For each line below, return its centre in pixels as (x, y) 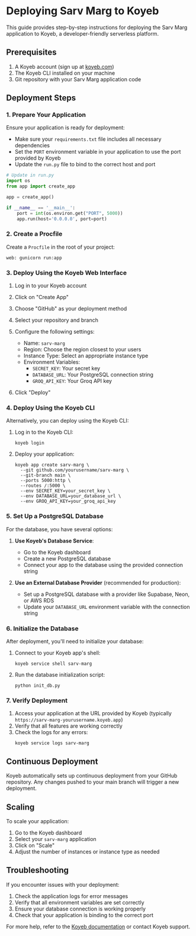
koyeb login (29, 443)
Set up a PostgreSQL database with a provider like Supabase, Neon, (107, 594)
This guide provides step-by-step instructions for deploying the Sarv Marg (97, 27)
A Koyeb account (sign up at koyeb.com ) (64, 66)
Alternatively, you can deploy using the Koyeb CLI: (68, 421)
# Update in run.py (30, 175)
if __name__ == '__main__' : (41, 208)
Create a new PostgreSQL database (67, 559)
